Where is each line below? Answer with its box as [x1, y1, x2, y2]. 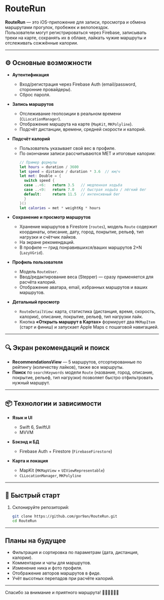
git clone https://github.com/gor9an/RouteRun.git [12, 514, 118, 519]
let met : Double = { [19, 173, 61, 179]
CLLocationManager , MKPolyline [19, 473, 82, 478]
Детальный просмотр [12, 299, 60, 305]
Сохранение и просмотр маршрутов [12, 214, 91, 220]
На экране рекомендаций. [19, 240, 75, 245]
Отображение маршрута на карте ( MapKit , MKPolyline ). [19, 121, 133, 127]
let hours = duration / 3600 [19, 165, 79, 169]
